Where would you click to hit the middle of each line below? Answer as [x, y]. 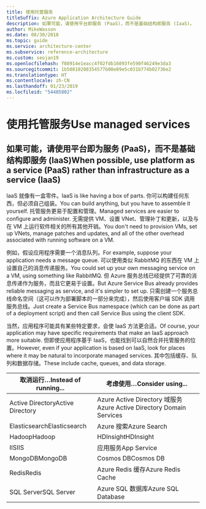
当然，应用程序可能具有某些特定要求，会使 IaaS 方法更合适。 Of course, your [103, 326]
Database [111, 497]
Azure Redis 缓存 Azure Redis [139, 469]
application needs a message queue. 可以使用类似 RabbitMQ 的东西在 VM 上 [103, 260]
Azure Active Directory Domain [142, 408]
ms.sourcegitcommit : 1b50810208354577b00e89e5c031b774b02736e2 [89, 69]
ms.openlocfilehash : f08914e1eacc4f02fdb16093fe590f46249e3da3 [89, 63]
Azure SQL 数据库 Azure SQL [138, 488]
